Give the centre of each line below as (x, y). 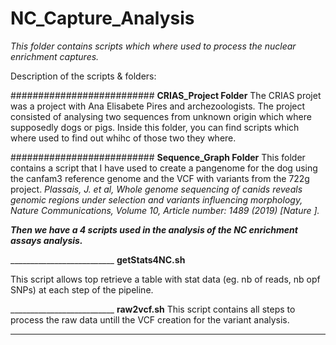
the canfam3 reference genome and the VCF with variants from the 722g (160, 178)
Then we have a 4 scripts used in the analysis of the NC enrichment (154, 229)
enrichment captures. (55, 56)
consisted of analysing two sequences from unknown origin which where (161, 116)
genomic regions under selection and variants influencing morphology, (156, 199)
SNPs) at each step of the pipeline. (82, 289)
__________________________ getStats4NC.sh (98, 259)
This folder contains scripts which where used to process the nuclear (153, 46)
